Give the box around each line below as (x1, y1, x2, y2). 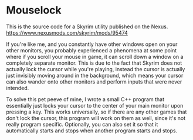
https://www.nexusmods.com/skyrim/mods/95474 (6, 29, 128, 36)
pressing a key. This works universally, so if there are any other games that (6, 108, 187, 115)
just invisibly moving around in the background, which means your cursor (6, 72, 184, 79)
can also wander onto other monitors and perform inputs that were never (6, 78, 182, 85)
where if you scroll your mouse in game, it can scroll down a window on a (6, 53, 184, 60)
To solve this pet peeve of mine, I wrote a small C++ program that (6, 95, 165, 103)
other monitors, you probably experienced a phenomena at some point (6, 46, 177, 54)
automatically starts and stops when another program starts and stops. (6, 127, 178, 134)
